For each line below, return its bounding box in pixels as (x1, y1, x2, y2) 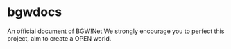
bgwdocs (7, 4, 62, 20)
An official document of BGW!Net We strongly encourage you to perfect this (7, 27, 225, 35)
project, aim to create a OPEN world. (7, 34, 112, 42)
